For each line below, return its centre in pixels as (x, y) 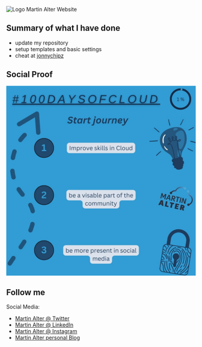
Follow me (26, 292)
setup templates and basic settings (58, 49)
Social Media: (23, 307)
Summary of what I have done (63, 28)
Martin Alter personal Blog (47, 338)
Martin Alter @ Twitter (42, 319)
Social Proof (29, 74)
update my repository (41, 43)
